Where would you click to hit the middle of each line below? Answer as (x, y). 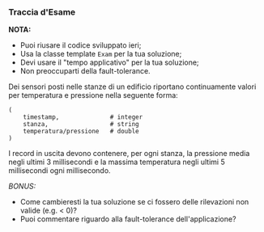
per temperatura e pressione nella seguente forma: (93, 95)
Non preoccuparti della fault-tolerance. (85, 71)
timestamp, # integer (83, 117)
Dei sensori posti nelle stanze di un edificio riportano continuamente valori (132, 86)
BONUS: (22, 186)
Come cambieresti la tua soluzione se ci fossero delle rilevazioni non (134, 202)
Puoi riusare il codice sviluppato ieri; (81, 45)
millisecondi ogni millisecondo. (60, 171)
